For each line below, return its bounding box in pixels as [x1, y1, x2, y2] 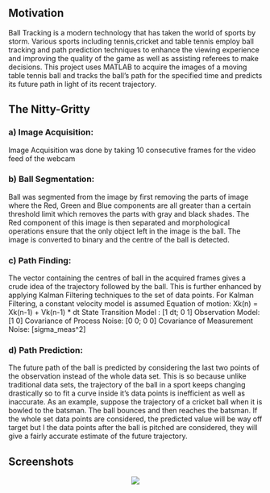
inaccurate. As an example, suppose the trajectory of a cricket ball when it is [8, 397, 263, 407]
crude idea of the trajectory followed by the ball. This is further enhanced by [8, 282, 262, 292]
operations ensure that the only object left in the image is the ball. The [8, 226, 241, 236]
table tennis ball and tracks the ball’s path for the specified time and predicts [8, 70, 263, 80]
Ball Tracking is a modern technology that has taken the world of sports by [8, 27, 256, 37]
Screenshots [8, 454, 74, 468]
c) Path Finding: [8, 255, 72, 266]
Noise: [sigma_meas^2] [8, 325, 86, 334]
